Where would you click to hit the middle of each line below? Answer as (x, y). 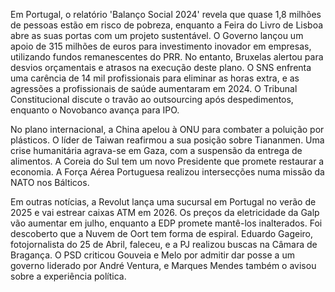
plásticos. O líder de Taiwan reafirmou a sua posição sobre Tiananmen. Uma (167, 140)
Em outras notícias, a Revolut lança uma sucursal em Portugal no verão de (163, 202)
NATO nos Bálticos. (50, 182)
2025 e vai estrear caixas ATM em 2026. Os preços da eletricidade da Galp (165, 212)
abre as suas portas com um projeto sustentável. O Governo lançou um (157, 35)
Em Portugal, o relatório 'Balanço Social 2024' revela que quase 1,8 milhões (166, 14)
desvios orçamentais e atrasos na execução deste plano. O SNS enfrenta (161, 67)
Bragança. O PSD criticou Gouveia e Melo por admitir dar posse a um (152, 255)
